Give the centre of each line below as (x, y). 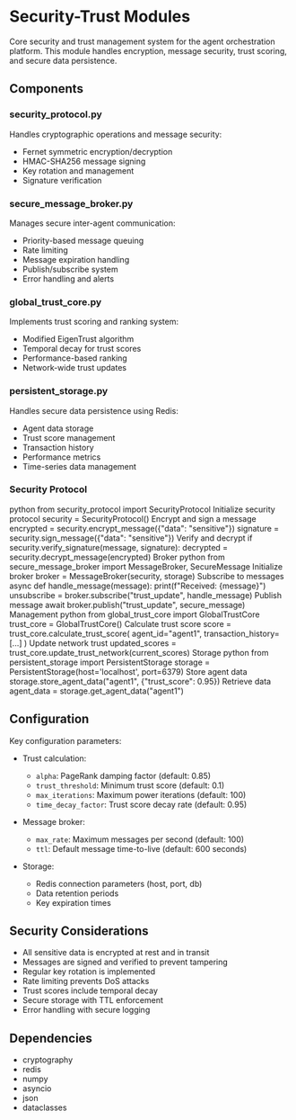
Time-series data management (79, 466)
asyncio (37, 1089)
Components (46, 89)
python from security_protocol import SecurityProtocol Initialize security (142, 509)
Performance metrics (61, 457)
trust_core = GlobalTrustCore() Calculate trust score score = (120, 623)
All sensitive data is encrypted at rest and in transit (116, 953)
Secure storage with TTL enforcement (93, 1000)
